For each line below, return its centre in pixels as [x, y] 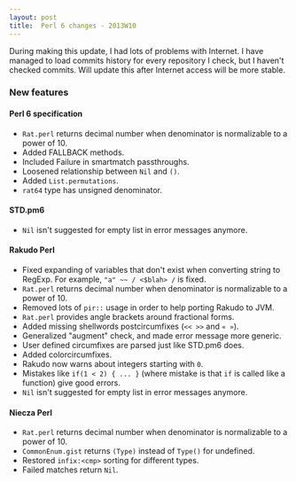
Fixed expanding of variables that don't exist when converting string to [151, 270]
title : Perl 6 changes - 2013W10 [73, 26]
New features [39, 92]
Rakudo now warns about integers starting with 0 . [113, 364]
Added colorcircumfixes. [67, 354]
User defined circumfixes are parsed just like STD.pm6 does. [133, 346]
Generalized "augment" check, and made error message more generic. [152, 336]
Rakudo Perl [32, 250]
